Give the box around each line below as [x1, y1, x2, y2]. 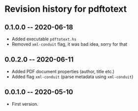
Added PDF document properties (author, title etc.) [11, 68, 115, 74]
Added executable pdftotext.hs [11, 36, 77, 42]
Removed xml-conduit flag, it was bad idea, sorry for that [11, 41, 128, 47]
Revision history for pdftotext [4, 3, 127, 15]
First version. [11, 101, 39, 107]
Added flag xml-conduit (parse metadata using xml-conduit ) [11, 74, 134, 80]
